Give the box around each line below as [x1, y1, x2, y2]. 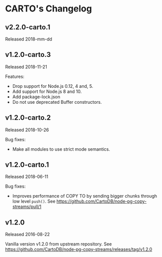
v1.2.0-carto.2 [5, 113, 51, 122]
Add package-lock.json [12, 93, 61, 100]
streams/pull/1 [12, 204, 42, 210]
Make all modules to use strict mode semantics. [12, 146, 110, 152]
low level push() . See [12, 198, 56, 205]
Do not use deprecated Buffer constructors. [12, 99, 102, 105]
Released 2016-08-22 [5, 232, 50, 238]
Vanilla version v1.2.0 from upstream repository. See [5, 241, 112, 247]
